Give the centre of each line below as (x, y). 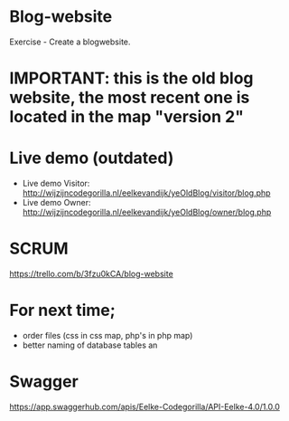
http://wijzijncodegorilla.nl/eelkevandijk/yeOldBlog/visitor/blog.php (146, 193)
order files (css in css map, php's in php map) (107, 335)
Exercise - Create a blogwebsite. (70, 42)
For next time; (62, 311)
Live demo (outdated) (92, 158)
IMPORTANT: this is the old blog (131, 78)
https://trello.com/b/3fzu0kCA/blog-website (91, 274)
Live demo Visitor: (56, 184)
